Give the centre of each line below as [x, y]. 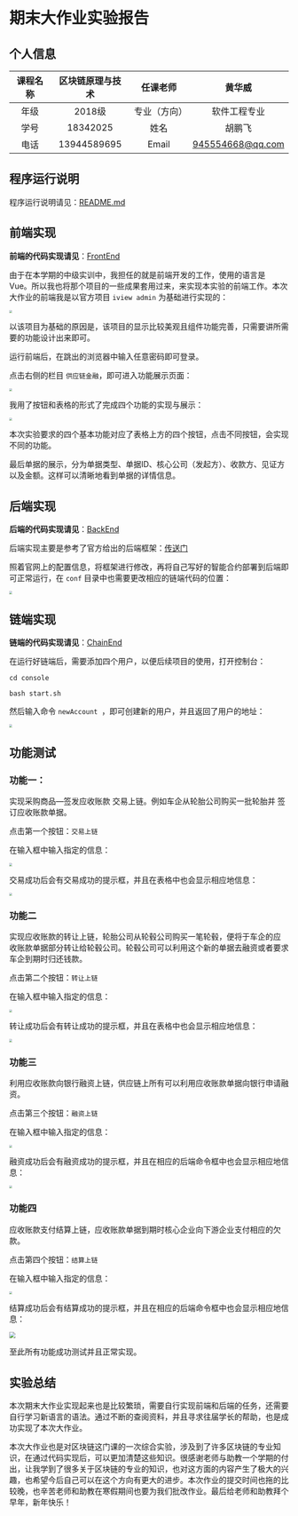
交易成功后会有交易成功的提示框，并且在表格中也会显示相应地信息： [133, 879]
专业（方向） [161, 111]
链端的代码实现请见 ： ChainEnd [66, 643]
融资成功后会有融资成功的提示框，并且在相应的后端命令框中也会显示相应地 [145, 1162]
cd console [29, 679]
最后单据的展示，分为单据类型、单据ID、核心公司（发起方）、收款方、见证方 [147, 464]
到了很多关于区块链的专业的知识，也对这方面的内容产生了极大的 [164, 1469]
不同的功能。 [32, 446]
